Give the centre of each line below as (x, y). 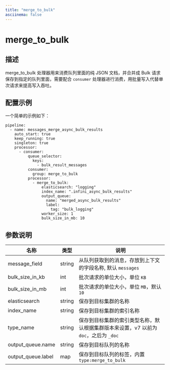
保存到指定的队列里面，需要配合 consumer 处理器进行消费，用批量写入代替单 (84, 79)
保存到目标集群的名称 (104, 301)
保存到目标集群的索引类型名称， (117, 320)
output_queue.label (31, 357)
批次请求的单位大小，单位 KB (113, 277)
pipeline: (16, 125)
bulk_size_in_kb (27, 277)
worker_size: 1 (57, 214)
